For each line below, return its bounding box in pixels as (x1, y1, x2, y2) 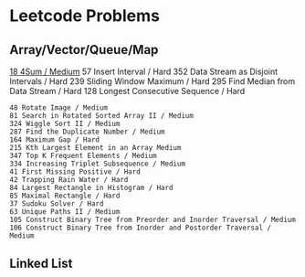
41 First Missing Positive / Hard (9, 167, 142, 176)
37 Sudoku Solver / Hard (9, 199, 104, 208)
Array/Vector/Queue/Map (9, 42, 159, 58)
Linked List (9, 256, 73, 272)
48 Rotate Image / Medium (9, 103, 108, 112)
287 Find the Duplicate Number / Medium (9, 127, 166, 136)
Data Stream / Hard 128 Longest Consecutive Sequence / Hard (9, 86, 246, 96)
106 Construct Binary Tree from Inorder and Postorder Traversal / (9, 223, 272, 232)
